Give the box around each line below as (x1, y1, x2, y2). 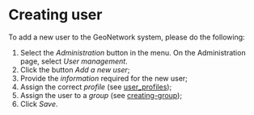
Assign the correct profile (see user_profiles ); (19, 82, 172, 92)
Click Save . (19, 99, 58, 109)
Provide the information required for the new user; (19, 73, 188, 83)
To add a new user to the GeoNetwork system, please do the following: (8, 32, 245, 42)
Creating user (8, 6, 103, 24)
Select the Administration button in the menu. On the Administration (19, 47, 246, 57)
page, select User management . (19, 56, 128, 66)
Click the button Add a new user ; (19, 64, 130, 74)
